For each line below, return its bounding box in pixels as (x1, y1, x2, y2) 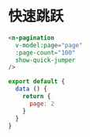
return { (22, 93, 51, 101)
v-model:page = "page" (15, 41, 83, 49)
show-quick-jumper (15, 56, 77, 64)
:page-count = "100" (15, 48, 77, 56)
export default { (8, 78, 66, 86)
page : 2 (28, 100, 55, 108)
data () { (15, 85, 47, 93)
